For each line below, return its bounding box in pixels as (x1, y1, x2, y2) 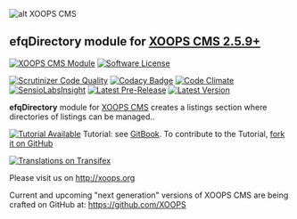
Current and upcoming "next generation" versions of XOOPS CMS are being (9, 190, 289, 200)
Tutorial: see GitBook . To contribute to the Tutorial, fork (83, 128, 285, 139)
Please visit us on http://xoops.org (9, 172, 136, 182)
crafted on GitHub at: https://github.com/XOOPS (9, 199, 186, 209)
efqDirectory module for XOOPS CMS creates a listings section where (9, 101, 268, 112)
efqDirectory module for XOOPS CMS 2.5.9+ (9, 34, 261, 49)
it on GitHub (9, 138, 54, 149)
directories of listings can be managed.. (9, 111, 155, 122)
